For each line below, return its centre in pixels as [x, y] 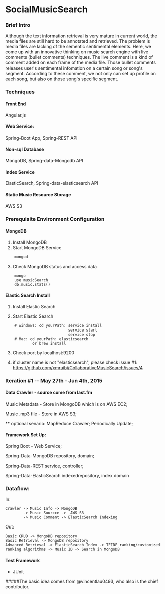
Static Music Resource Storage [38, 194]
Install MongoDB [30, 242]
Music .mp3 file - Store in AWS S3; [41, 414]
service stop [81, 334]
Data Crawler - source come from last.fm [49, 393]
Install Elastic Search [34, 306]
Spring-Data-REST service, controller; [44, 466]
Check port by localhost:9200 [43, 352]
